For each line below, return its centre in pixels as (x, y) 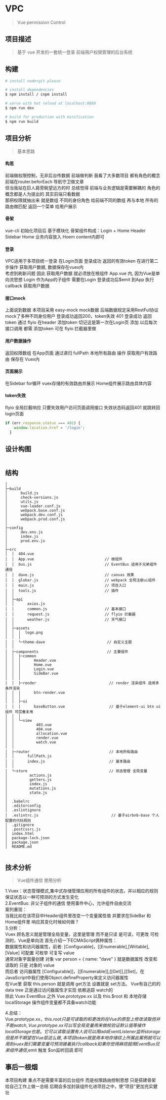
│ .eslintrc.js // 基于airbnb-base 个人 (82, 815)
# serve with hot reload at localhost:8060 (51, 104)
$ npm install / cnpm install (36, 95)
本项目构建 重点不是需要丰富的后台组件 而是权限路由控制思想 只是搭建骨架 (81, 1080)
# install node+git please (33, 81)
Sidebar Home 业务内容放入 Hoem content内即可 (55, 236)
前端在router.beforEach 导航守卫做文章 (44, 181)
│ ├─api (14, 600)
